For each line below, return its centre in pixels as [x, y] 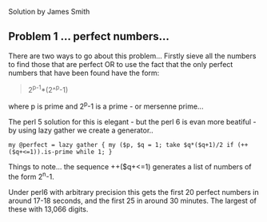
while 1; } [94, 152]
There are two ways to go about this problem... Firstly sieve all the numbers [132, 56]
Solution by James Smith [49, 12]
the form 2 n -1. [31, 176]
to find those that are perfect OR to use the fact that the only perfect [121, 64]
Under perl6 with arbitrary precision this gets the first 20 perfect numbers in [133, 192]
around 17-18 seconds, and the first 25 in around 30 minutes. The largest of [133, 200]
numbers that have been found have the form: [84, 73]
